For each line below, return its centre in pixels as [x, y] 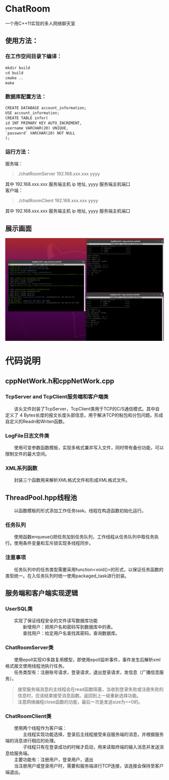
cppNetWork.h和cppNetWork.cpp [60, 381]
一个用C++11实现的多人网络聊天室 [40, 23]
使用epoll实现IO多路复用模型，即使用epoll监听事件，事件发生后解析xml [88, 659]
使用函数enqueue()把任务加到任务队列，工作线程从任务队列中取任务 [84, 537]
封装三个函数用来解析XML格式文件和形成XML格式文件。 [72, 480]
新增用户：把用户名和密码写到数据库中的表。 [69, 627]
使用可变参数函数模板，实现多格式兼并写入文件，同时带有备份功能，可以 [89, 448]
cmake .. [14, 78]
